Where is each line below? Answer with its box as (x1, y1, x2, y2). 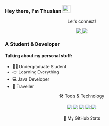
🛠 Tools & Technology (59, 93, 105, 99)
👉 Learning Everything (12, 69, 59, 75)
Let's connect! (67, 18, 96, 24)
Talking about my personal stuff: (5, 53, 73, 58)
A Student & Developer (5, 41, 60, 48)
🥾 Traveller (12, 83, 34, 90)
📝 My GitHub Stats (63, 115, 101, 121)
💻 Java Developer (12, 76, 50, 82)
